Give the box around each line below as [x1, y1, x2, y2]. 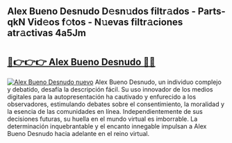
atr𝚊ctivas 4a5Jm [7, 27, 87, 39]
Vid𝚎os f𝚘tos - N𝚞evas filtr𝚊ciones [27, 17, 183, 28]
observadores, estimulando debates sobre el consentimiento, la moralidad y [7, 100, 224, 108]
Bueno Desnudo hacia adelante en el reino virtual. [7, 130, 150, 137]
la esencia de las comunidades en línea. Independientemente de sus [7, 108, 204, 115]
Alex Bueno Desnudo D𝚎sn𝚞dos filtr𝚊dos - [7, 6, 197, 17]
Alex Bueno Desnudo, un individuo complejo [94, 78, 222, 86]
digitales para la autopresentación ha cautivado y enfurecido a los [7, 93, 197, 101]
